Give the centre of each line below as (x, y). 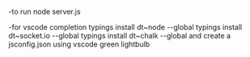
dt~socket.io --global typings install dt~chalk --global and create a (120, 36)
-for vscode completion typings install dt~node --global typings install (125, 27)
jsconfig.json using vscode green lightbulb (79, 44)
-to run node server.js (44, 12)
